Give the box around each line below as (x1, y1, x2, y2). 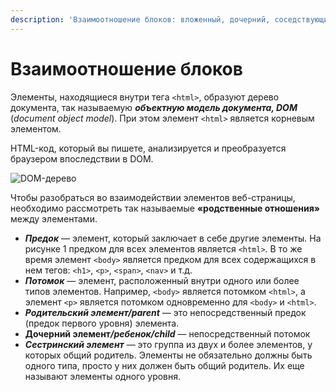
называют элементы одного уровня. (24, 370, 182, 382)
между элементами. (10, 212, 98, 225)
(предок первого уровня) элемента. (24, 317, 180, 329)
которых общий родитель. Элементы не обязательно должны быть (24, 349, 313, 361)
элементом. (10, 122, 62, 135)
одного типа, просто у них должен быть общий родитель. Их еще (24, 359, 305, 371)
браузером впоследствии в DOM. (10, 152, 154, 165)
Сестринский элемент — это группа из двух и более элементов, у (24, 338, 313, 350)
